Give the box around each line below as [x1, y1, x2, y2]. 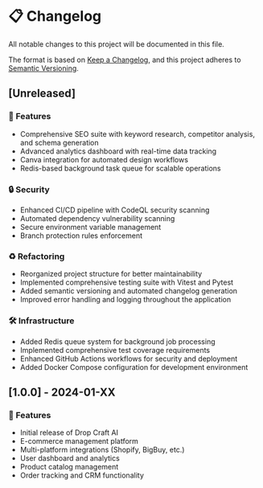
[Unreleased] [8, 87, 76, 100]
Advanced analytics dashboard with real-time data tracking [19, 146, 217, 156]
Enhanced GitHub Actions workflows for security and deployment [19, 354, 238, 363]
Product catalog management [19, 462, 119, 472]
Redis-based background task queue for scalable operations [19, 163, 221, 173]
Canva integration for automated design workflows [19, 154, 189, 164]
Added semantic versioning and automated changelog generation [19, 286, 238, 296]
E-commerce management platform [19, 437, 139, 446]
